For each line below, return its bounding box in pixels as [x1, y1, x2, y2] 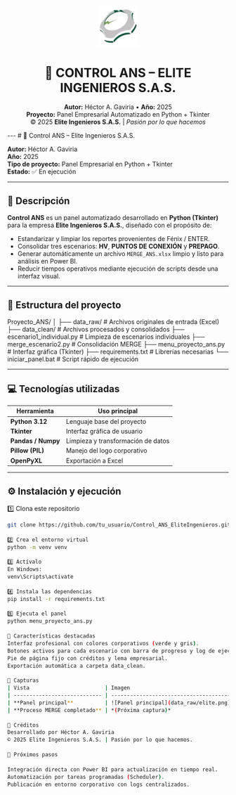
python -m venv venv [7, 543, 68, 550]
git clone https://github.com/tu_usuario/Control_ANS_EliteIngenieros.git [7, 521, 231, 529]
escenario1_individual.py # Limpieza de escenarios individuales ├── [7, 332, 205, 341]
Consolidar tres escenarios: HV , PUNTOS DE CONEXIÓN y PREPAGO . [17, 242, 220, 251]
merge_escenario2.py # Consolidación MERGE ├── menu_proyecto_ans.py [7, 340, 225, 349]
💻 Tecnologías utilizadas [7, 382, 120, 395]
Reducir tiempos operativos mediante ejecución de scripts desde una [17, 264, 218, 273]
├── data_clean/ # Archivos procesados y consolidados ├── [7, 325, 185, 334]
